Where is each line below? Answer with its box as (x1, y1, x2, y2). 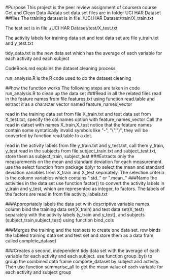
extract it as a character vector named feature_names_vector (5, 101, 132, 107)
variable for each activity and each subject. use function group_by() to (5, 253, 153, 259)
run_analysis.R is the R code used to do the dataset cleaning (5, 75, 131, 81)
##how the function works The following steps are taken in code (5, 85, 140, 91)
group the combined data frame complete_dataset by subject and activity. (5, 259, 160, 264)
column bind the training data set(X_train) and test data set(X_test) (5, 206, 145, 212)
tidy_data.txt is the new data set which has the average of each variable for (5, 50, 162, 56)
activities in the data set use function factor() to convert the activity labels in (5, 180, 165, 186)
